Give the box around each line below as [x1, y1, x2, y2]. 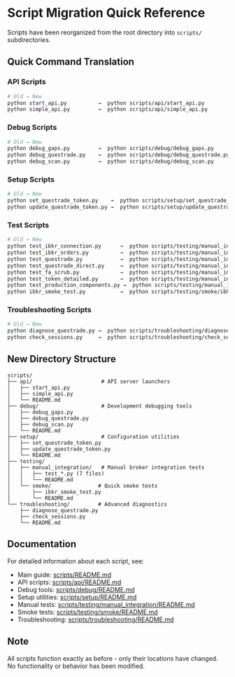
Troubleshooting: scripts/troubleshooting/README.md [17, 615, 174, 624]
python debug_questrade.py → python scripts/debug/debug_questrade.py [7, 152, 230, 159]
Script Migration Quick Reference [7, 5, 206, 21]
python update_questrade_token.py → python [7, 203, 139, 211]
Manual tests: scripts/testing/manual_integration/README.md [17, 600, 195, 608]
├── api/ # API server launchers [7, 377, 171, 385]
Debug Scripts [7, 123, 57, 133]
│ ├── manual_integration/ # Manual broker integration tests [7, 464, 205, 471]
